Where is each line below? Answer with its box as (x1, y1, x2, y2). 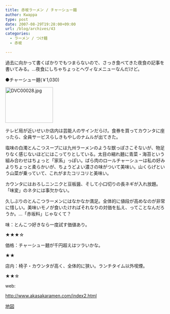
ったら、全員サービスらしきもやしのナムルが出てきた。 (5, 134, 121, 140)
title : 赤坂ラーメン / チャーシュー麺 (5, 7, 77, 13)
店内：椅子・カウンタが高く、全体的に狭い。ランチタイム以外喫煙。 (5, 263, 148, 269)
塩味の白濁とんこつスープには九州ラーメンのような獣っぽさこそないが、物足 (5, 144, 165, 150)
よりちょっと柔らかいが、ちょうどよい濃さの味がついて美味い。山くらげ (5, 164, 156, 170)
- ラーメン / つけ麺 (10, 36, 48, 41)
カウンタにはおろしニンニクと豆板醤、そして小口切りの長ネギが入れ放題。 (5, 181, 161, 187)
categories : (5, 31, 30, 36)
